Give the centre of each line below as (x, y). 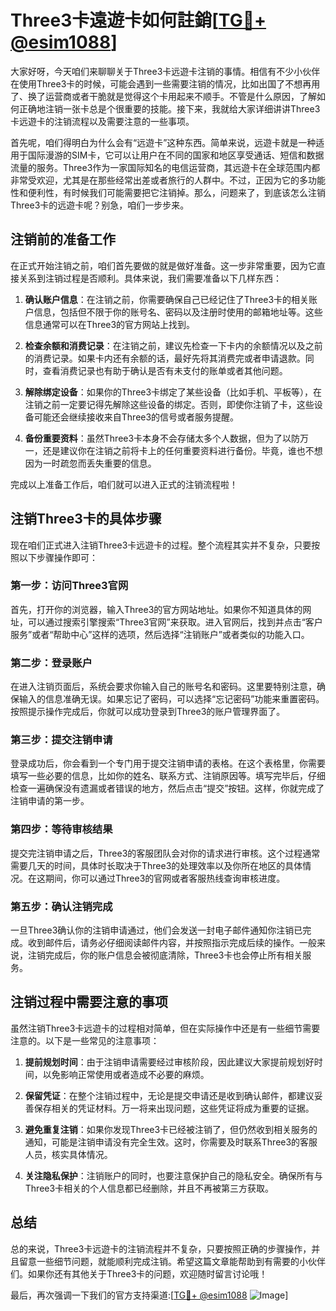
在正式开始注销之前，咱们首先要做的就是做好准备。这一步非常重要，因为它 (163, 265)
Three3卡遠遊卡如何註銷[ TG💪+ (138, 20)
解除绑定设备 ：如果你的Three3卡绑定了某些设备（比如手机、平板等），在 (173, 392)
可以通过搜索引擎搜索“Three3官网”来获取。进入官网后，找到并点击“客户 (175, 622)
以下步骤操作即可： (58, 557)
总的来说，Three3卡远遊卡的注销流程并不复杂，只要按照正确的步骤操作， (161, 1248)
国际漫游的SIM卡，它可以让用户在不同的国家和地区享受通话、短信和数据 (176, 155)
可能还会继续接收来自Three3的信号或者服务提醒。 (136, 417)
